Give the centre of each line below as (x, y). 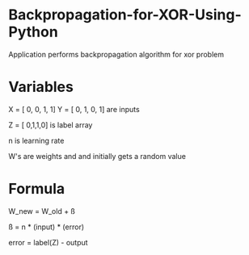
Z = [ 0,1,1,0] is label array (51, 125)
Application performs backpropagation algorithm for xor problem (116, 54)
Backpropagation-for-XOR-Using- (125, 15)
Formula (37, 189)
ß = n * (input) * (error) (46, 227)
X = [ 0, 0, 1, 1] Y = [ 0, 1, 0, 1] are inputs (74, 109)
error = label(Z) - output (48, 242)
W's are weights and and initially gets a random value (97, 156)
